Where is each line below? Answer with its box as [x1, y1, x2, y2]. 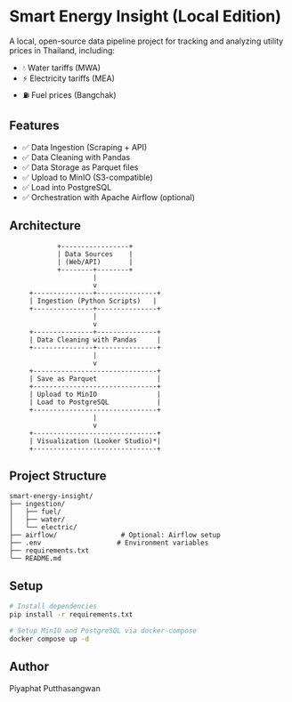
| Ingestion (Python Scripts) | [28, 296, 158, 305]
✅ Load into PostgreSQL [21, 182, 112, 192]
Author [9, 659, 49, 674]
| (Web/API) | [56, 257, 134, 266]
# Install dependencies [9, 602, 98, 611]
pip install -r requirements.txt [9, 610, 134, 619]
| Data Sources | [56, 249, 134, 259]
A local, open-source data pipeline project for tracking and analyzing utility [9, 36, 284, 46]
